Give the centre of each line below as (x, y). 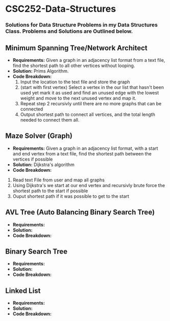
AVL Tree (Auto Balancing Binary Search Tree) (80, 212)
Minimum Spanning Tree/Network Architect (76, 48)
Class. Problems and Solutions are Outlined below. (69, 31)
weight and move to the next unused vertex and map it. (78, 98)
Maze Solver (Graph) (39, 136)
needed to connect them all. (50, 120)
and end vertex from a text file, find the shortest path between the (82, 153)
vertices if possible (33, 159)
